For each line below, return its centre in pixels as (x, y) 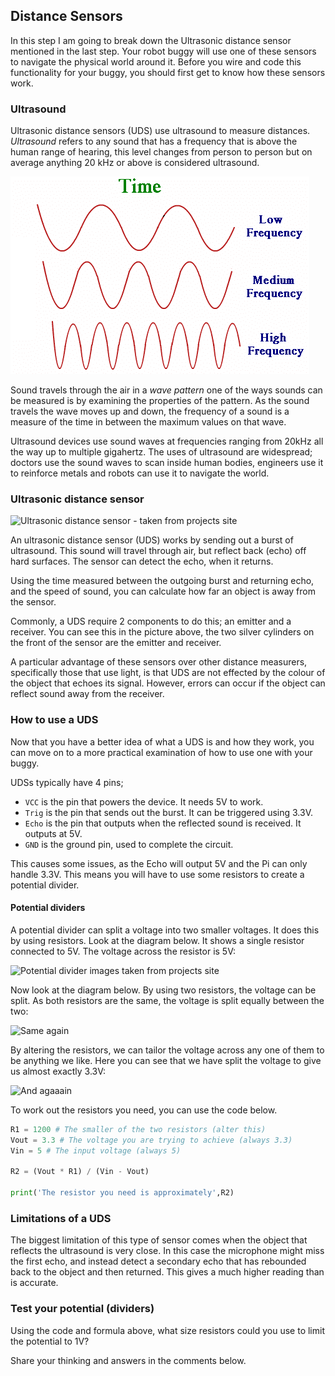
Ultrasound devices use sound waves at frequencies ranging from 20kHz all (167, 441)
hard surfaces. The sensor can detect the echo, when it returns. (142, 561)
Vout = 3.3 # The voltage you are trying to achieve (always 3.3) (151, 1140)
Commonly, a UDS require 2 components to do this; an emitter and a (151, 621)
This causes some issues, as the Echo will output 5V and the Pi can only (159, 863)
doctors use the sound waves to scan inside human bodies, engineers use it (167, 463)
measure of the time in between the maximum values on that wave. (148, 422)
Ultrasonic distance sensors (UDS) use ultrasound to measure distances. (160, 131)
